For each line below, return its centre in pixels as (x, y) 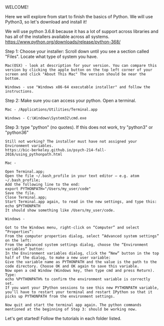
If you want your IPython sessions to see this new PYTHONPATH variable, (82, 288)
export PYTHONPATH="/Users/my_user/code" (48, 189)
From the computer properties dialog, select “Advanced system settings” (82, 236)
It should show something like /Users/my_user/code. (60, 210)
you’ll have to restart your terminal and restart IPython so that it (79, 292)
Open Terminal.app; (25, 172)
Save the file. (21, 193)
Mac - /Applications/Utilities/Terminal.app (51, 110)
